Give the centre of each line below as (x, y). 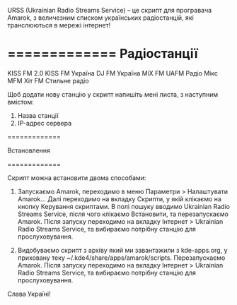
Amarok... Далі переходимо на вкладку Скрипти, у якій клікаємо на (119, 199)
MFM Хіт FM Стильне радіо (48, 80)
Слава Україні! (29, 294)
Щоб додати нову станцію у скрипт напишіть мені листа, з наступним (113, 94)
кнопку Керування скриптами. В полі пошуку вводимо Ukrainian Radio (123, 206)
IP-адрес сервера (45, 123)
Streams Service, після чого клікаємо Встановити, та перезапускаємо (123, 214)
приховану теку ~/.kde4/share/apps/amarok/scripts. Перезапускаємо (121, 258)
